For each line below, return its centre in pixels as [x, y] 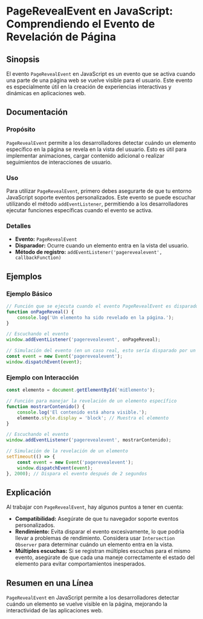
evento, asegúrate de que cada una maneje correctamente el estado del [105, 557]
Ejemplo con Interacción [43, 377]
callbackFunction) [38, 258]
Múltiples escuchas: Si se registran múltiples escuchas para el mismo [103, 551]
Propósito [21, 130]
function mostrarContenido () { [46, 407]
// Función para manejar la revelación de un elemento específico [92, 401]
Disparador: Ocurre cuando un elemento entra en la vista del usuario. [102, 246]
